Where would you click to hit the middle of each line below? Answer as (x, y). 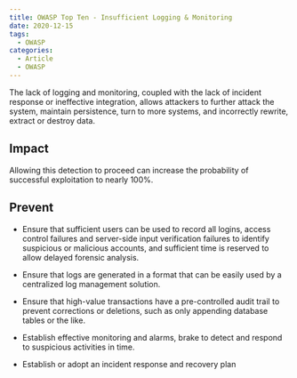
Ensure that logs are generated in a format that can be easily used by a (152, 274)
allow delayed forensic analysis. (80, 257)
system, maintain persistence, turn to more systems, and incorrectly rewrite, (149, 111)
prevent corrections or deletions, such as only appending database (145, 310)
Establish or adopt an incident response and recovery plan (129, 364)
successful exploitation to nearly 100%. (81, 180)
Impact (29, 149)
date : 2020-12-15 (41, 26)
